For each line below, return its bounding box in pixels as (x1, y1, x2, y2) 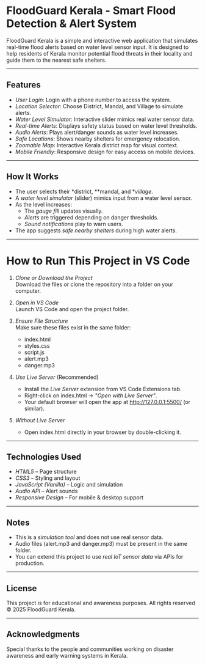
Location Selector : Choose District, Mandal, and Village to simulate (15, 102, 184, 110)
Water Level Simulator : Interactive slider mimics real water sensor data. (15, 116, 195, 123)
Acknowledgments (6, 629, 81, 639)
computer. (15, 287, 41, 294)
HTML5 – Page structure (15, 468, 77, 476)
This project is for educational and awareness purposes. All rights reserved (6, 599, 195, 606)
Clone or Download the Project (15, 274, 93, 281)
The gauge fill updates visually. (24, 207, 103, 215)
